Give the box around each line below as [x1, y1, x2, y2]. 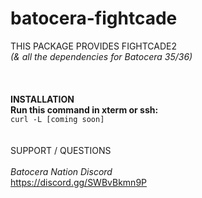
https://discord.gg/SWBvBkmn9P [10, 176, 148, 188]
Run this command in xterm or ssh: [10, 103, 159, 116]
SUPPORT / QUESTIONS [10, 144, 112, 156]
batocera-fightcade [10, 7, 178, 30]
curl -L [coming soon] [10, 114, 105, 124]
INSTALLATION [10, 93, 75, 105]
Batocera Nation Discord [10, 165, 113, 177]
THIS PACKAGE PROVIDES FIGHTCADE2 [10, 40, 178, 52]
